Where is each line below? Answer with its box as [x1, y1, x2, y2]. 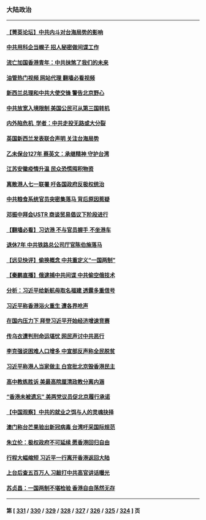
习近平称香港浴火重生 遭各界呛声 [6, 302, 89, 309]
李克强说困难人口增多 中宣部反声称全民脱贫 [6, 347, 115, 355]
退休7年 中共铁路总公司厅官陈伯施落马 [6, 241, 102, 249]
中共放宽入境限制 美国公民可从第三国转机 [6, 104, 110, 112]
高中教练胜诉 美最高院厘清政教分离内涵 [6, 378, 105, 385]
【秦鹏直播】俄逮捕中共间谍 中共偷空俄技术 [6, 271, 115, 279]
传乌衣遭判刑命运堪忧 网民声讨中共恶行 [6, 332, 105, 340]
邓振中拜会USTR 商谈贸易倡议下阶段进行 [6, 211, 109, 219]
